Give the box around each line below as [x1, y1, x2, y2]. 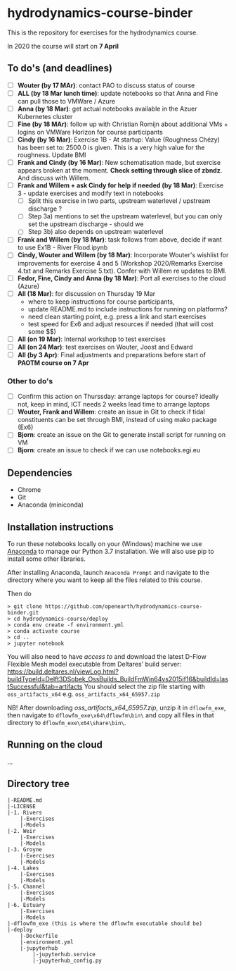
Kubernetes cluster [17, 112, 73, 120]
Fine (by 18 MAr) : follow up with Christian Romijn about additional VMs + [17, 120, 228, 128]
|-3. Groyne [7, 846, 42, 853]
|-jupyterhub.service [32, 951, 96, 958]
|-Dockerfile [20, 932, 58, 939]
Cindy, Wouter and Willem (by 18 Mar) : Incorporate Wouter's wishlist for [17, 251, 229, 259]
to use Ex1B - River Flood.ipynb [17, 243, 108, 252]
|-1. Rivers [7, 809, 42, 816]
